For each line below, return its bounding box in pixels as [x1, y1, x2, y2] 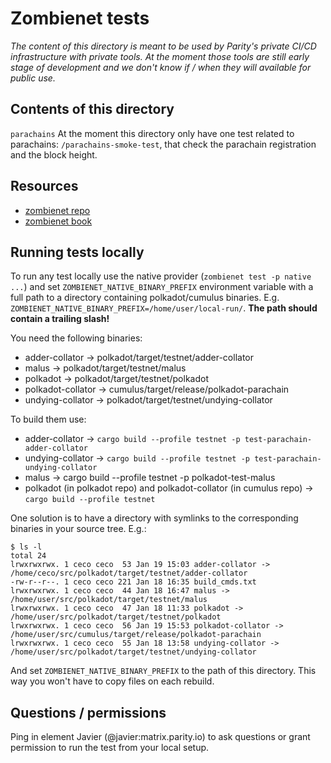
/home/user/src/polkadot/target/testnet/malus [10, 595, 208, 605]
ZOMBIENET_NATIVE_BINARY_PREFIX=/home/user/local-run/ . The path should [10, 302, 318, 314]
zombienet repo [24, 204, 91, 216]
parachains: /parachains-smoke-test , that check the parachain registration [10, 138, 317, 150]
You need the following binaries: [10, 332, 143, 344]
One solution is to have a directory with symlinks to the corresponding [10, 512, 299, 524]
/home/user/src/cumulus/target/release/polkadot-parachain [10, 630, 262, 640]
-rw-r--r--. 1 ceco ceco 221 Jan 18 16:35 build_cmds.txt [10, 577, 257, 587]
